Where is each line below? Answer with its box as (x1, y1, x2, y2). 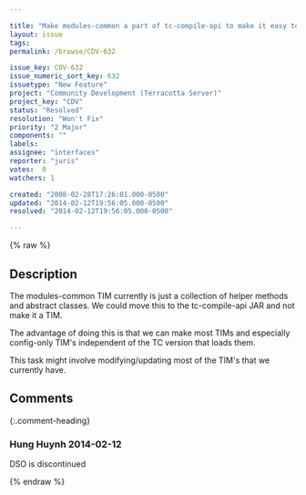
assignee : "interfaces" (9, 148, 100, 158)
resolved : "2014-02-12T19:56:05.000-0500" (9, 207, 173, 216)
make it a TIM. (9, 309, 63, 320)
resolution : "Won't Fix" (9, 114, 104, 123)
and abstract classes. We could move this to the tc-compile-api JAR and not (9, 300, 295, 311)
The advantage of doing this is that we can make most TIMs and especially (9, 327, 291, 338)
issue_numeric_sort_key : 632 (9, 72, 120, 81)
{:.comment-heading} (9, 415, 91, 426)
